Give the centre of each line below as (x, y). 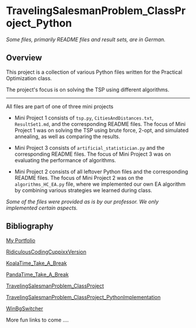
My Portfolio (21, 240)
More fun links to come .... (37, 320)
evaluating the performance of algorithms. (65, 160)
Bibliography (30, 226)
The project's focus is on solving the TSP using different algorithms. (88, 90)
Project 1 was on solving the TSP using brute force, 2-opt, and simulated (101, 130)
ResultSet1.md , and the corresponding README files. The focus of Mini (100, 124)
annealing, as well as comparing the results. (67, 136)
